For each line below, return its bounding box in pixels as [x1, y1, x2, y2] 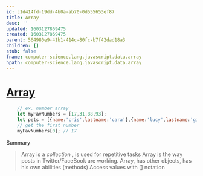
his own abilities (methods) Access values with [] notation [21, 163, 165, 171]
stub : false [6, 48, 36, 54]
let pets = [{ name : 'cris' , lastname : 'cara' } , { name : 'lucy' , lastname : [17, 117, 190, 123]
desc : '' [6, 20, 28, 26]
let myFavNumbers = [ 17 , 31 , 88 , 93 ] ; [17, 111, 107, 117]
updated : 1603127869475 [6, 25, 66, 32]
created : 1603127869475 [6, 31, 66, 37]
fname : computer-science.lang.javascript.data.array [6, 54, 142, 60]
